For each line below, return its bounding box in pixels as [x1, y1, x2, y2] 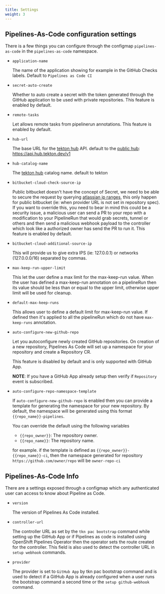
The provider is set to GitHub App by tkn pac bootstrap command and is [12, 568, 157, 574]
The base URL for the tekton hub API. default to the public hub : [12, 146, 140, 152]
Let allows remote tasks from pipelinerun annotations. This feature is [12, 121, 152, 127]
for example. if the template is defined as [12, 447, 96, 453]
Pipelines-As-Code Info [5, 472, 79, 480]
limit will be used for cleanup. [12, 290, 72, 296]
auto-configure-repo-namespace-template [12, 389, 97, 394]
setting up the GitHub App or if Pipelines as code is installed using [12, 534, 147, 540]
